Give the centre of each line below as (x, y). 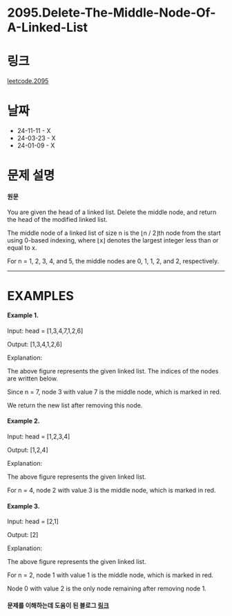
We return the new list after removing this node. (75, 405)
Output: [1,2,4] (28, 450)
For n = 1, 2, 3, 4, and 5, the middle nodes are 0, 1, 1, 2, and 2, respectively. (113, 261)
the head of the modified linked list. (58, 220)
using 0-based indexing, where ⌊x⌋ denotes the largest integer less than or (113, 240)
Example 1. (23, 315)
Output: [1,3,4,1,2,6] (35, 344)
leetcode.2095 (28, 81)
